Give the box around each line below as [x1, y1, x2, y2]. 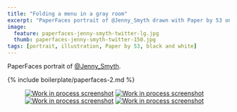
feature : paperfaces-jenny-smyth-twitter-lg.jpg [13, 29, 159, 37]
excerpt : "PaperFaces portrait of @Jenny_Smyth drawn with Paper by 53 [7, 17, 222, 24]
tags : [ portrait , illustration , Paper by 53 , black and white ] [7, 43, 197, 50]
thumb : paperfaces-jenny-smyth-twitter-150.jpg [13, 36, 157, 43]
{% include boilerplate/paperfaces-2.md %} [7, 76, 135, 84]
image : [7, 23, 27, 30]
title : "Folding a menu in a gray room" [7, 10, 128, 17]
